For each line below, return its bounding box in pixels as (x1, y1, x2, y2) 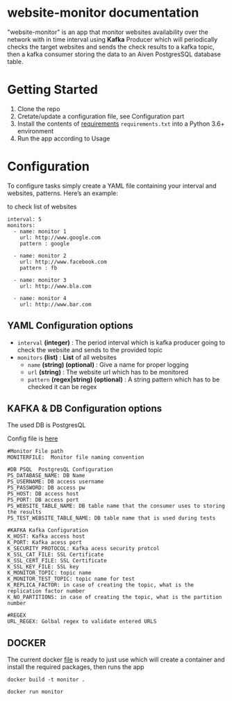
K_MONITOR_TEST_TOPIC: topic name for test (7, 575, 135, 583)
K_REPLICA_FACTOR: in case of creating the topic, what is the (7, 582, 194, 588)
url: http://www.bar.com (19, 301, 92, 308)
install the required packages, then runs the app (7, 663, 144, 671)
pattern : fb (19, 264, 58, 272)
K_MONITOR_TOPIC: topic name (7, 570, 92, 577)
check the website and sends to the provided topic (17, 345, 163, 354)
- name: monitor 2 (13, 252, 67, 259)
